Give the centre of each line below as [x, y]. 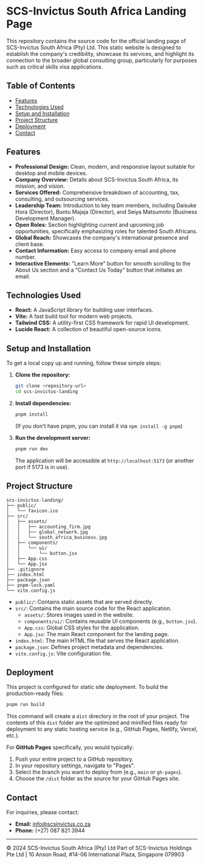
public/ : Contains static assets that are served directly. [84, 602]
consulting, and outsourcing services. [62, 199]
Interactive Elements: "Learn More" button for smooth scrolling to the [103, 263]
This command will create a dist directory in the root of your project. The [98, 716]
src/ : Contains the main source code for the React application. [93, 608]
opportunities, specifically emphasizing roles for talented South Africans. [106, 231]
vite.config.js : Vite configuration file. [63, 653]
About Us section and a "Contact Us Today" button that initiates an [99, 270]
